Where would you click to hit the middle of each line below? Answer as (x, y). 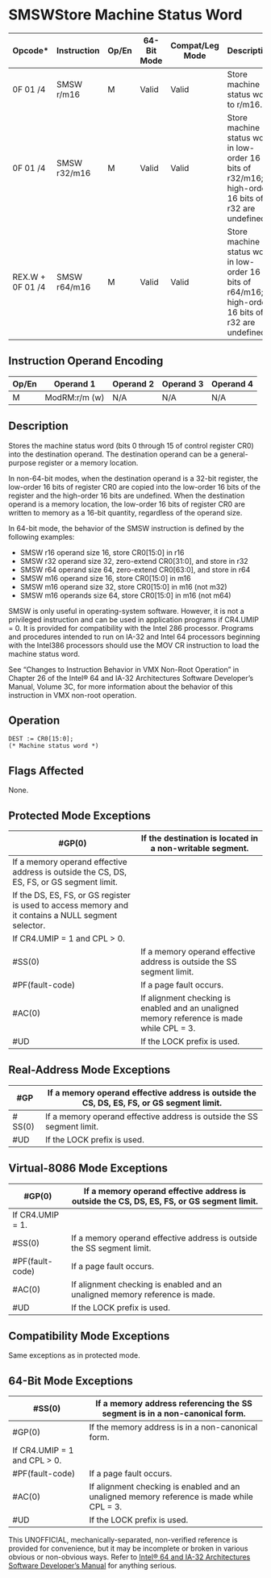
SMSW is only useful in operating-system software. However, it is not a (126, 611)
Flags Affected (46, 771)
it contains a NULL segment (65, 915)
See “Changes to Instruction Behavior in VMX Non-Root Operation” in (124, 669)
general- (234, 454)
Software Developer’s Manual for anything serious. (93, 1566)
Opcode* (31, 50)
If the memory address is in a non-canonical (173, 1427)
